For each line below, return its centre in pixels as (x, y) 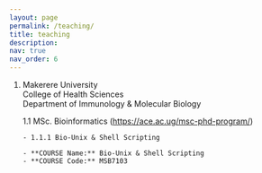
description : (34, 43)
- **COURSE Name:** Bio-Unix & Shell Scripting (113, 153)
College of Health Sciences (73, 94)
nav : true (28, 51)
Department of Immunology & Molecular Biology (112, 104)
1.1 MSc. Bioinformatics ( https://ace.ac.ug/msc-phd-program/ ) (138, 121)
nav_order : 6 (34, 59)
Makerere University (60, 85)
